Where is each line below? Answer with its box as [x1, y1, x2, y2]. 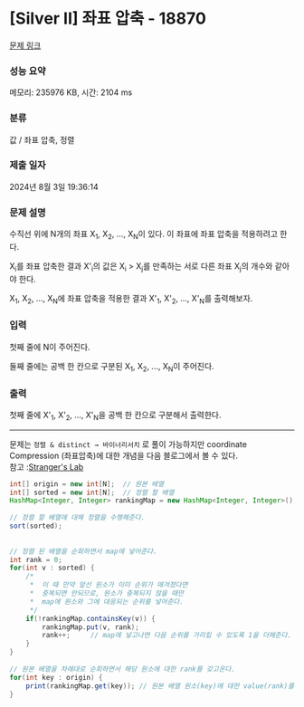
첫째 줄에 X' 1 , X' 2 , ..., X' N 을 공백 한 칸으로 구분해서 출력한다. [9, 409, 222, 422]
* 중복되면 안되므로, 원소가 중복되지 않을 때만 [29, 589, 185, 598]
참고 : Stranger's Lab [9, 461, 84, 472]
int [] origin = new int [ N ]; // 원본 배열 [9, 479, 165, 489]
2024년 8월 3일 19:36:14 [9, 181, 100, 192]
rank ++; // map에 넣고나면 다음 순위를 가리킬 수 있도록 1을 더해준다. [42, 631, 292, 640]
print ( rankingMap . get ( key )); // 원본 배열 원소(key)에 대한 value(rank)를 [25, 681, 295, 691]
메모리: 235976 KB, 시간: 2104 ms [9, 87, 133, 98]
